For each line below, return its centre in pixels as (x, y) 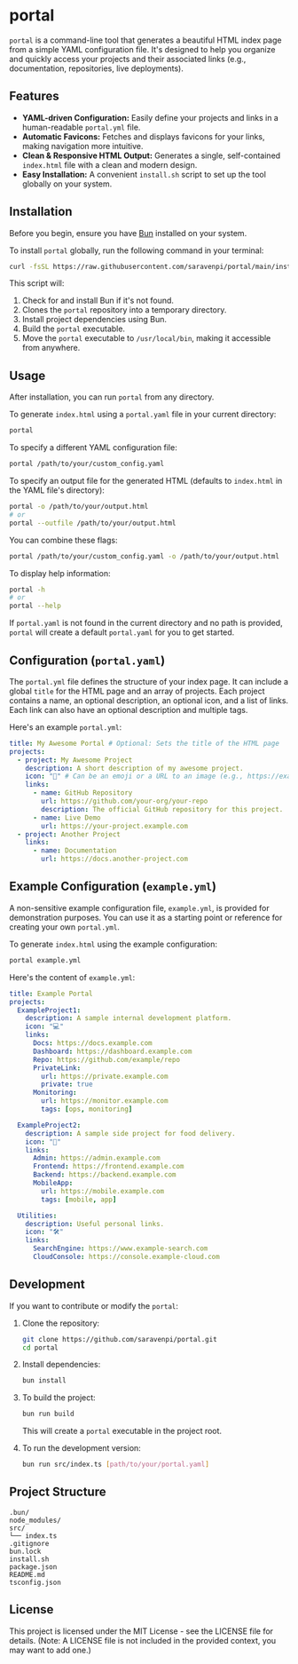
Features (34, 96)
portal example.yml (45, 960)
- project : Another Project (69, 834)
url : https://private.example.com (105, 1076)
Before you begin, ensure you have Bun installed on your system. (128, 233)
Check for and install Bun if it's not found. (98, 301)
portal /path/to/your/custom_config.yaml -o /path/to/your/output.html (144, 556)
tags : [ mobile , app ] (79, 1200)
